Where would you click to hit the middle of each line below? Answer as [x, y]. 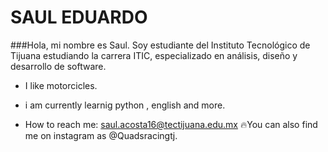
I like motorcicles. [61, 85]
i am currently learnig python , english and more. [125, 105]
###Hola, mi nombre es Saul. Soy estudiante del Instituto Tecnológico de [160, 45]
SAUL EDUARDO [79, 17]
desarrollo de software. [58, 66]
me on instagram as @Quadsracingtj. [101, 135]
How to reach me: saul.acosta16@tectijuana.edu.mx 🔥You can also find [171, 124]
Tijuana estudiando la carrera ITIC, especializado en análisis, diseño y [154, 55]
